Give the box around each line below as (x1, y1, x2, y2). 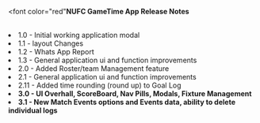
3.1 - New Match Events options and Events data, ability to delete (18, 98, 236, 106)
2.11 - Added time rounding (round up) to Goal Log (18, 80, 182, 90)
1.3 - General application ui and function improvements (18, 55, 197, 65)
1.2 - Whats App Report (18, 47, 95, 56)
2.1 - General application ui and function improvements (18, 73, 197, 81)
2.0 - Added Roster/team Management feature (18, 64, 170, 73)
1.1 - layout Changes (18, 39, 84, 48)
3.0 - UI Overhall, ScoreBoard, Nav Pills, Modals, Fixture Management (18, 89, 252, 98)
